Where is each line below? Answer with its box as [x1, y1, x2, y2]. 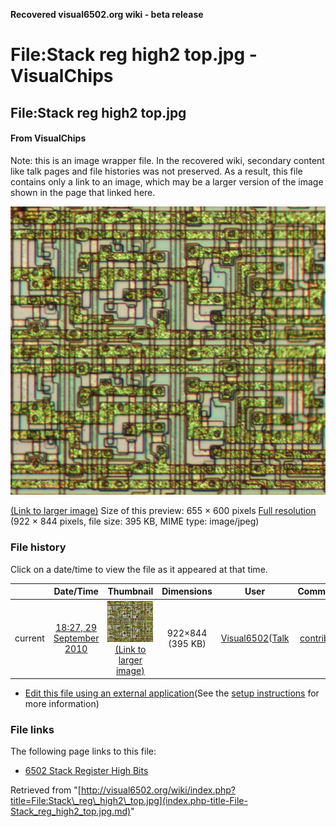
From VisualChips [10, 132, 87, 144]
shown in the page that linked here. [10, 186, 156, 198]
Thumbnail [107, 585, 154, 598]
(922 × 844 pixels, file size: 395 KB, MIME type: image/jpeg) [10, 515, 260, 528]
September [53, 632, 100, 644]
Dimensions [161, 585, 213, 598]
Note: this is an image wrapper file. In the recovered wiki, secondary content [10, 154, 325, 166]
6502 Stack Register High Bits [24, 765, 149, 777]
